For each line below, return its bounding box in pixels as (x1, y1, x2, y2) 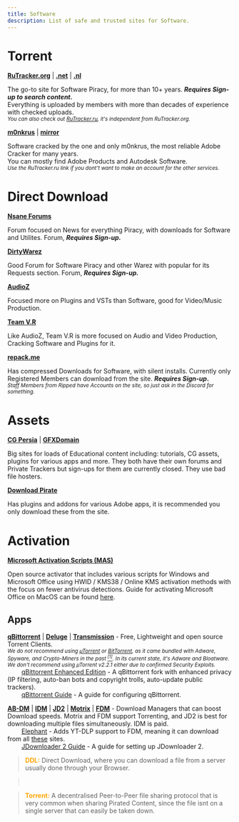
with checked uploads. (7, 108, 74, 116)
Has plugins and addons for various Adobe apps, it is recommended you (7, 500, 220, 508)
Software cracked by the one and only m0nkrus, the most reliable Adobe (7, 142, 221, 151)
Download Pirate (7, 486, 58, 495)
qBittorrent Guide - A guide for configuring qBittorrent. (21, 690, 182, 698)
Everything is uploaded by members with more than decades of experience (7, 101, 229, 109)
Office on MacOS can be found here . (7, 593, 116, 601)
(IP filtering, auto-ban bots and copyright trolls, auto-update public (7, 675, 203, 683)
